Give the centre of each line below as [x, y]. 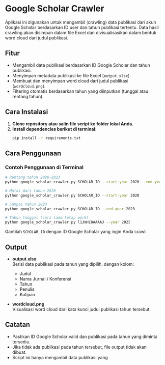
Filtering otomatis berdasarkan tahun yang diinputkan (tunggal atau [80, 91]
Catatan [18, 325]
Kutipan [27, 294]
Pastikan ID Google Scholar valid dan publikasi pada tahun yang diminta [85, 337]
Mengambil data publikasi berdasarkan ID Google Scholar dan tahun [81, 65]
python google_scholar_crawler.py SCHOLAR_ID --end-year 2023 [70, 209]
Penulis [27, 289]
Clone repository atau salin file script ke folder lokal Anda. [73, 124]
